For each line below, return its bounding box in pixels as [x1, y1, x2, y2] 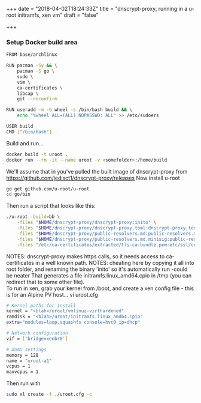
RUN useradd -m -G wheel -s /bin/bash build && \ [6, 107, 133, 113]
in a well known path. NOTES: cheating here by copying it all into [35, 259, 194, 266]
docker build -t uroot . [6, 151, 68, 157]
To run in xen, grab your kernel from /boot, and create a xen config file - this [6, 285, 194, 292]
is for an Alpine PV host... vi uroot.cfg [6, 291, 99, 298]
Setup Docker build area [6, 38, 78, 46]
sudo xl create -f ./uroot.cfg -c [6, 392, 93, 398]
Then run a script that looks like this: [6, 202, 96, 210]
